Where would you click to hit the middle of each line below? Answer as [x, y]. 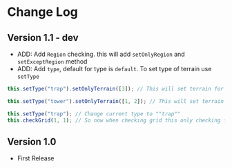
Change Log [42, 12]
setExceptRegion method [52, 62]
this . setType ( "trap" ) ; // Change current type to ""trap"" [94, 114]
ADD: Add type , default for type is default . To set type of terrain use [114, 69]
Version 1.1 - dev [43, 38]
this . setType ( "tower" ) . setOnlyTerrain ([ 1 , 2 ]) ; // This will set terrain [116, 101]
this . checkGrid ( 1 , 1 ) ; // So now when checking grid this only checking [114, 120]
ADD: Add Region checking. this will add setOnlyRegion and [101, 54]
